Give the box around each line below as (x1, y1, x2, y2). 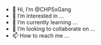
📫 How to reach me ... (12, 32, 69, 39)
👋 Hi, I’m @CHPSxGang (12, 6, 72, 13)
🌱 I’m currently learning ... (12, 19, 78, 26)
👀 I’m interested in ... (12, 12, 64, 19)
